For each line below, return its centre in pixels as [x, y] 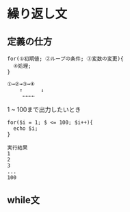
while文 [23, 200]
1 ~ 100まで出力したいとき [44, 109]
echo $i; [26, 129]
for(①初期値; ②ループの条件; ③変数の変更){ [65, 59]
